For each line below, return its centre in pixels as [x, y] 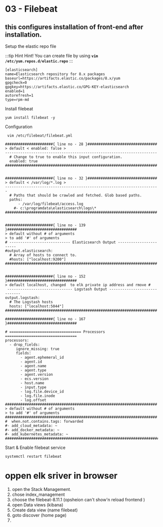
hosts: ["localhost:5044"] [37, 306]
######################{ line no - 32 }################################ [81, 178]
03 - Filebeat [31, 9]
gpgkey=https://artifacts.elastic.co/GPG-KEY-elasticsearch [67, 87]
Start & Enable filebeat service [35, 448]
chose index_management [38, 494]
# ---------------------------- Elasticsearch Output [61, 242]
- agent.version [37, 374]
